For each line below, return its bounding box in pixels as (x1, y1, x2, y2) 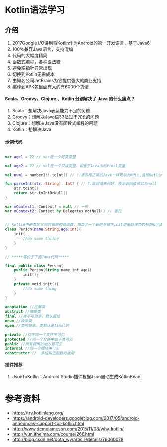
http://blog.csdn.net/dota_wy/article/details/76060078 (12, 436, 124, 443)
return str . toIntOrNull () (14, 190, 68, 195)
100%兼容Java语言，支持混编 (12, 46, 74, 52)
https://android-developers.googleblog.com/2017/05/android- (12, 415, 140, 421)
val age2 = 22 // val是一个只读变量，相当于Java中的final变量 (5, 164, 126, 169)
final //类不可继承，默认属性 (5, 314, 61, 319)
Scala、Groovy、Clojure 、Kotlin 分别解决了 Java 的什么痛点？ (5, 95, 135, 102)
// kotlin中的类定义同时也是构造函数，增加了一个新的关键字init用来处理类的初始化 (5, 222, 157, 227)
